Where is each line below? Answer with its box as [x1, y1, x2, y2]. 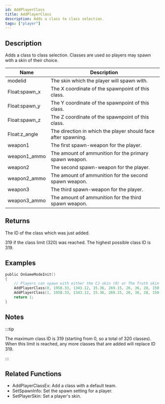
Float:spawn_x [7, 88, 41, 95]
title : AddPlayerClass [5, 12, 52, 17]
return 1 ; [14, 295, 34, 300]
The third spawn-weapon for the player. [51, 186, 143, 193]
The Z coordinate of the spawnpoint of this [51, 114, 149, 120]
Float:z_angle [7, 131, 38, 138]
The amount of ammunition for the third [51, 194, 141, 201]
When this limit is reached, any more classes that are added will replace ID [5, 341, 156, 346]
